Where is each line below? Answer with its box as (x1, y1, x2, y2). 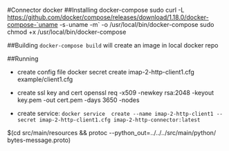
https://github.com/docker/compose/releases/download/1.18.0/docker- (7, 13, 209, 21)
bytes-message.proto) (7, 136, 71, 144)
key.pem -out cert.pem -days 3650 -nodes (17, 96, 140, 104)
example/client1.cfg (17, 75, 73, 83)
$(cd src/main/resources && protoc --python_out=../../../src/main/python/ (7, 129, 217, 137)
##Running (7, 54, 39, 63)
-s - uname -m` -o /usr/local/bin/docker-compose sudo (59, 21, 214, 28)
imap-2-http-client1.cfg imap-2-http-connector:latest (39, 117, 201, 123)
